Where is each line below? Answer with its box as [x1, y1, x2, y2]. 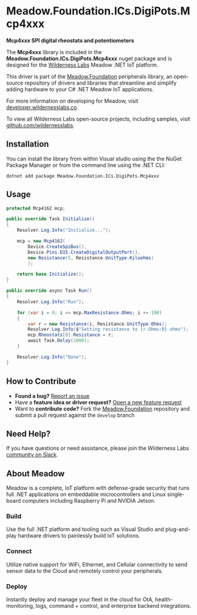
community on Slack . [6, 451, 59, 458]
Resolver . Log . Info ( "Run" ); [17, 298, 84, 304]
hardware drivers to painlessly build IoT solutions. [17, 532, 141, 539]
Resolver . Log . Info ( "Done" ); [17, 354, 87, 360]
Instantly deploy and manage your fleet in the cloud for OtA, [6, 596, 154, 603]
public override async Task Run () [6, 288, 93, 294]
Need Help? [6, 428, 51, 439]
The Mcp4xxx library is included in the [6, 48, 102, 55]
